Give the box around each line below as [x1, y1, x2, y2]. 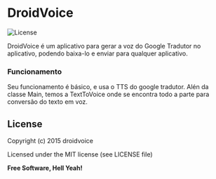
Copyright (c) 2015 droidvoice [7, 137, 93, 145]
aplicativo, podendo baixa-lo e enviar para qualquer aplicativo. [7, 49, 188, 58]
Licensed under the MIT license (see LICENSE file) [7, 150, 153, 159]
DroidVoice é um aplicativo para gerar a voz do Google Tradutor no [7, 41, 201, 50]
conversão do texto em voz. [7, 98, 88, 106]
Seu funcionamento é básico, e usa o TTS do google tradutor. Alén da [7, 83, 209, 91]
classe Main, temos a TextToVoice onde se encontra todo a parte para [7, 90, 210, 99]
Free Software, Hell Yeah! [7, 164, 83, 173]
